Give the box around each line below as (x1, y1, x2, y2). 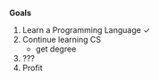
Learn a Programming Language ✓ (21, 25, 151, 35)
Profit (21, 62, 43, 73)
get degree (35, 44, 77, 54)
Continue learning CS (21, 35, 102, 44)
